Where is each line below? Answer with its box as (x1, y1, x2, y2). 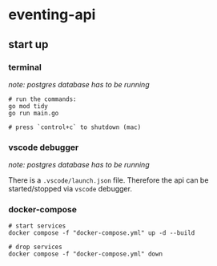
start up (8, 38, 49, 51)
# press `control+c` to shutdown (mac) (8, 123, 142, 131)
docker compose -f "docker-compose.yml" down (8, 250, 163, 258)
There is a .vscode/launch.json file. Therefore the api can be (8, 175, 209, 185)
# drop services (8, 243, 62, 252)
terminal (8, 62, 42, 73)
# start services (8, 222, 66, 230)
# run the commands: (8, 95, 78, 103)
